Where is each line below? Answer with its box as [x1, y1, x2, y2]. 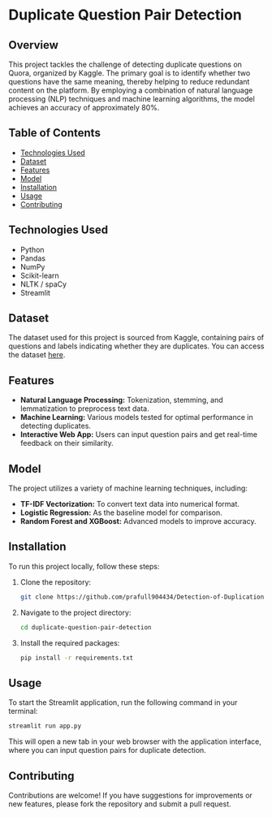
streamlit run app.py [8, 722, 82, 730]
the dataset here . [8, 350, 66, 360]
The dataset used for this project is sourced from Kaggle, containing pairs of [8, 333, 265, 343]
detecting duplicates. [19, 421, 92, 431]
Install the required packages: [19, 638, 120, 647]
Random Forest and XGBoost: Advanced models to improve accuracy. [19, 517, 257, 526]
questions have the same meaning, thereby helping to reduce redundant [8, 77, 250, 86]
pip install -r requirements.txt [19, 654, 134, 662]
